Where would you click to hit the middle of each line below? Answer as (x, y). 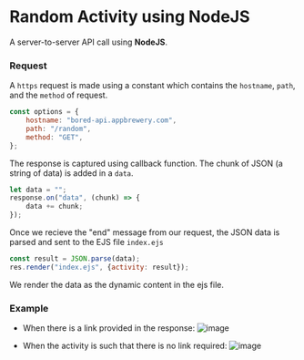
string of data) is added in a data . (71, 173)
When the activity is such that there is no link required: (125, 346)
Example (29, 308)
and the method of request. (59, 95)
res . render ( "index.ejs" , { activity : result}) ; (99, 267)
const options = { (44, 112)
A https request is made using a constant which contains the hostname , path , (152, 86)
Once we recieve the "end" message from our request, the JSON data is (145, 232)
